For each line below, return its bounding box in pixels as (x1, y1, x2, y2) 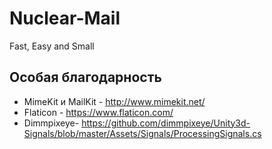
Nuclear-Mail (9, 7, 121, 30)
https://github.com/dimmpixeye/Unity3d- (81, 117, 251, 129)
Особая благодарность (9, 69, 162, 86)
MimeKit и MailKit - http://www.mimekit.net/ (23, 95, 206, 107)
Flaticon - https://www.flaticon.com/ (23, 106, 174, 118)
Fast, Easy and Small (9, 40, 95, 52)
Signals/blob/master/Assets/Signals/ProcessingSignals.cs (23, 127, 262, 139)
